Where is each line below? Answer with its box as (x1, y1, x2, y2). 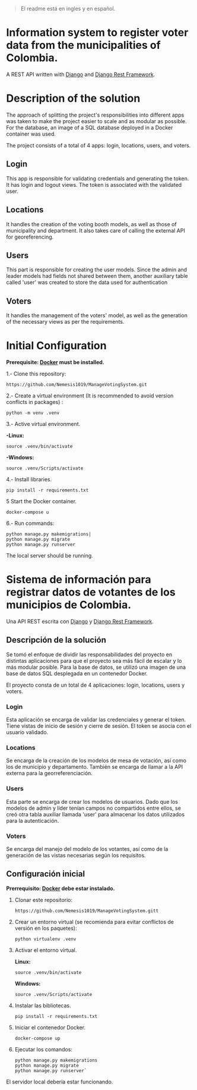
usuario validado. (6, 729, 49, 736)
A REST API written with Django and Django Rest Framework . (6, 71, 155, 78)
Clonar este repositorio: (14, 896, 73, 903)
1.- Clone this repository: (6, 370, 66, 377)
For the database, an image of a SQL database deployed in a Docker (6, 124, 173, 131)
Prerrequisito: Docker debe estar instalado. (6, 885, 115, 892)
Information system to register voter (6, 26, 189, 39)
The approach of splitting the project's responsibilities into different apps (6, 111, 185, 118)
